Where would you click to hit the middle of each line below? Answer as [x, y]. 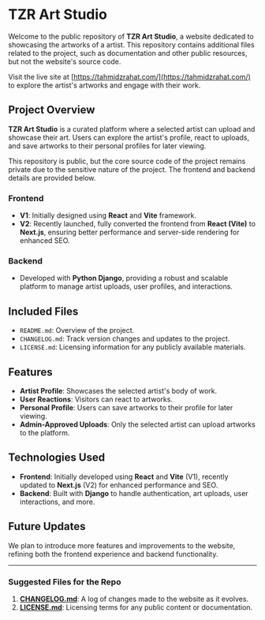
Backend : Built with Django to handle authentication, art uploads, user [134, 493]
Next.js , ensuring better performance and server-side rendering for [129, 232]
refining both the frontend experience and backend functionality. [113, 554]
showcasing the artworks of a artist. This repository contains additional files [131, 44]
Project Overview [52, 110]
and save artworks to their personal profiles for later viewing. [107, 146]
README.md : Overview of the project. [77, 331]
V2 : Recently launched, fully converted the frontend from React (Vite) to [138, 224]
